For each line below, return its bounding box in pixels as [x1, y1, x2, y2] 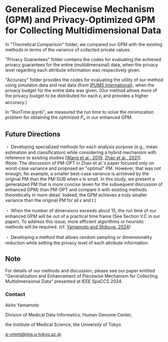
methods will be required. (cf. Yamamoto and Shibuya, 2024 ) [5, 224, 131, 230]
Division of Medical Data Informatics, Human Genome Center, [5, 312, 132, 318]
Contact [5, 291, 26, 298]
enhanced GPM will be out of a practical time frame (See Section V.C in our [5, 213, 160, 219]
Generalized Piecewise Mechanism [5, 4, 154, 15]
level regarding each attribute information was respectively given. [5, 67, 141, 73]
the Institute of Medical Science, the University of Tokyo [5, 321, 121, 327]
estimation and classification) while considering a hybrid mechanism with [5, 149, 157, 156]
